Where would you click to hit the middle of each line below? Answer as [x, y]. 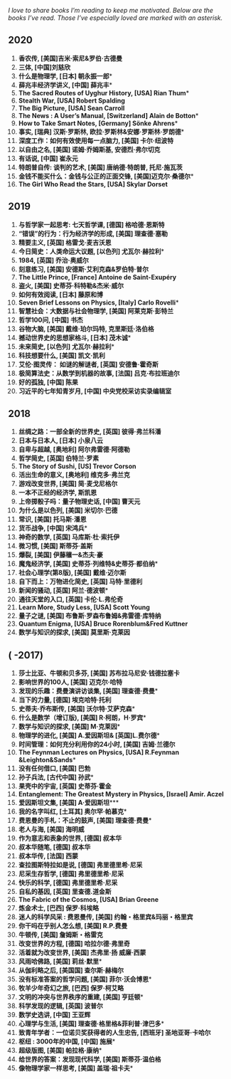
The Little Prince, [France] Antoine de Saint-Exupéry [97, 277]
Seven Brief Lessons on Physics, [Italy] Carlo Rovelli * [98, 302]
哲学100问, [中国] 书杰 [51, 320]
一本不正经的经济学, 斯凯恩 [58, 493]
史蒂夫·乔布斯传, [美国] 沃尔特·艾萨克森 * [77, 709]
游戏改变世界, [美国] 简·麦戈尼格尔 [68, 484]
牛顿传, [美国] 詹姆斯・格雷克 [61, 935]
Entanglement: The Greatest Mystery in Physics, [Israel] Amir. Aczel [121, 794]
